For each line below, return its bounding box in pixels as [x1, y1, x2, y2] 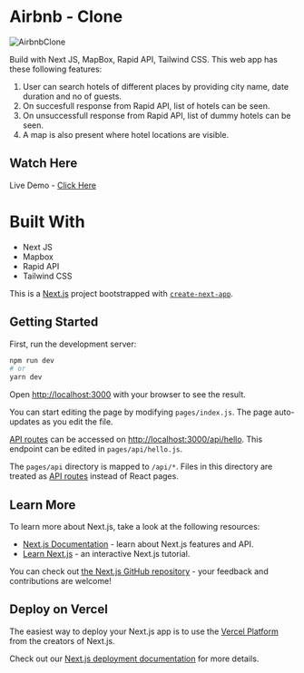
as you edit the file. [42, 416, 113, 427]
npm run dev [9, 356, 54, 365]
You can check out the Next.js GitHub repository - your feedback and [9, 565, 270, 577]
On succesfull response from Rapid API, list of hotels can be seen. [22, 100, 270, 111]
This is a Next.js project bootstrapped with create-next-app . [9, 288, 234, 298]
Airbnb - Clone [9, 6, 123, 27]
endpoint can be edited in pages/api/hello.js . [9, 444, 183, 454]
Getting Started [9, 315, 99, 330]
